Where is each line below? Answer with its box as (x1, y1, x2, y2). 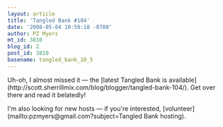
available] (168, 75, 197, 84)
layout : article (7, 10, 55, 18)
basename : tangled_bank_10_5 (7, 56, 93, 64)
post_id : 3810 (7, 50, 50, 57)
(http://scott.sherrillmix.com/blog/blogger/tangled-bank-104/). (7, 83, 189, 92)
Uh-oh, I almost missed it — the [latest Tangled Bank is (7, 75, 168, 84)
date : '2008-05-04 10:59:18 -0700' (7, 23, 113, 30)
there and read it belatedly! (7, 90, 86, 99)
